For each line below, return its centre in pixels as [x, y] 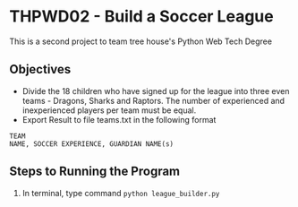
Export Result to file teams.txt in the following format [119, 119]
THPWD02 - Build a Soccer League [142, 17]
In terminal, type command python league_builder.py [121, 193]
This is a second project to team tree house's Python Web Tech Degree [141, 41]
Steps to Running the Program [95, 172]
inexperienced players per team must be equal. [109, 110]
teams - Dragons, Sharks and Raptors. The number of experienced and [153, 100]
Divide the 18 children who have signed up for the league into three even [156, 91]
